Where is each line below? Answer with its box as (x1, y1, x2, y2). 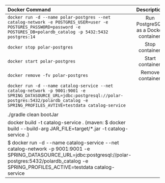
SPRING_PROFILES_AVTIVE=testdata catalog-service (7, 103, 126, 108)
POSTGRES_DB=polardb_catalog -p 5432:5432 (7, 29, 109, 35)
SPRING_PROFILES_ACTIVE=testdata (7, 164, 93, 170)
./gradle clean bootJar (7, 111, 59, 118)
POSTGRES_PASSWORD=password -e (7, 24, 81, 30)
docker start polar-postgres (7, 59, 76, 64)
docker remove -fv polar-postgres (7, 73, 88, 78)
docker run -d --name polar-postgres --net (7, 15, 111, 20)
